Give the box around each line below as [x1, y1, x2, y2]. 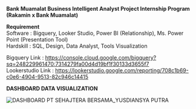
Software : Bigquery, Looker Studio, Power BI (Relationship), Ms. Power [6, 30, 184, 37]
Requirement [6, 23, 40, 30]
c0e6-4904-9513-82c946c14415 [6, 73, 89, 80]
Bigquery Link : [6, 54, 44, 61]
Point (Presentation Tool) [6, 36, 68, 43]
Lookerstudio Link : [6, 67, 54, 74]
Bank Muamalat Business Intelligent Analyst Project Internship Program [6, 5, 191, 12]
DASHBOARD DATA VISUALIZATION [6, 85, 98, 92]
